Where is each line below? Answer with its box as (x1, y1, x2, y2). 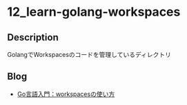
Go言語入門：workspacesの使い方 (17, 90, 115, 98)
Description (7, 32, 59, 43)
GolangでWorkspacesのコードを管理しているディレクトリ (7, 51, 171, 58)
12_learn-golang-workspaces (7, 4, 181, 20)
